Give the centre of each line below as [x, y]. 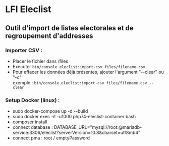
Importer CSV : [24, 50]
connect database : [33, 127]
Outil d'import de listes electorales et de [69, 28]
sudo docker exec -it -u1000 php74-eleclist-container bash [74, 117]
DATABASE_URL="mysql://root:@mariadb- [98, 127]
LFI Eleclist [28, 9]
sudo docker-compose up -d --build [50, 111]
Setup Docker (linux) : [33, 100]
